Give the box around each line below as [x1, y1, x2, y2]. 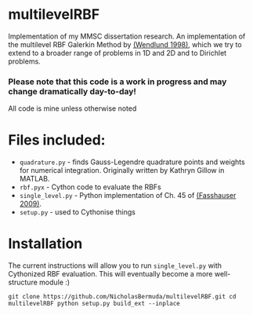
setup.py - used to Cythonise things [19, 207, 136, 217]
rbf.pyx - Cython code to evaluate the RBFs [19, 182, 162, 192]
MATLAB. [19, 174, 50, 184]
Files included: [8, 131, 106, 149]
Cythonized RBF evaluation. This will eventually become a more [8, 269, 213, 279]
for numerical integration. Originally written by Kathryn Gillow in [19, 166, 225, 175]
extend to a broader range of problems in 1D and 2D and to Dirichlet [8, 48, 227, 57]
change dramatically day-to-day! [8, 86, 137, 97]
